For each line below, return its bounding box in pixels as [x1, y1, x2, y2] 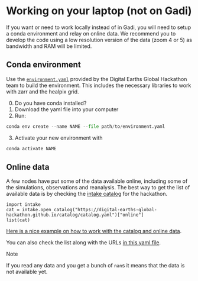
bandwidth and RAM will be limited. [6, 43, 92, 50]
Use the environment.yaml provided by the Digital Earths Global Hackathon [6, 75, 187, 82]
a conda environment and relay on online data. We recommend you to [6, 30, 176, 37]
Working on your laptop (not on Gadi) [6, 4, 192, 18]
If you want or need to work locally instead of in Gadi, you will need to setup [6, 24, 191, 31]
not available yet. [6, 268, 48, 276]
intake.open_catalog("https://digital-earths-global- [21, 207, 158, 213]
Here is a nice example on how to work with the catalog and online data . [6, 228, 182, 235]
